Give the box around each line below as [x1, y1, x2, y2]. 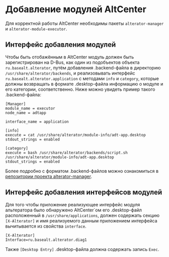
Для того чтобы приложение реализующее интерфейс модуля [5, 201, 140, 207]
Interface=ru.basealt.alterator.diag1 [5, 237, 87, 242]
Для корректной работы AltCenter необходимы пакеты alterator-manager [5, 20, 164, 26]
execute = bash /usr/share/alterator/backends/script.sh [5, 150, 128, 155]
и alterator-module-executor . [5, 25, 67, 31]
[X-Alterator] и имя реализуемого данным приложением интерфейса [5, 217, 158, 224]
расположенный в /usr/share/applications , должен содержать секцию [5, 212, 160, 218]
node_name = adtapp [5, 110, 47, 115]
